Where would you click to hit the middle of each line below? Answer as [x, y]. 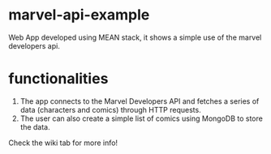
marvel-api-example [79, 15]
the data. [35, 126]
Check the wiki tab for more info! [63, 143]
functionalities [58, 79]
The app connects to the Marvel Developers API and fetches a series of [140, 101]
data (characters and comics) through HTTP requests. [110, 109]
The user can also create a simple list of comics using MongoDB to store [142, 118]
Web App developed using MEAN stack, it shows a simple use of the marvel [135, 37]
